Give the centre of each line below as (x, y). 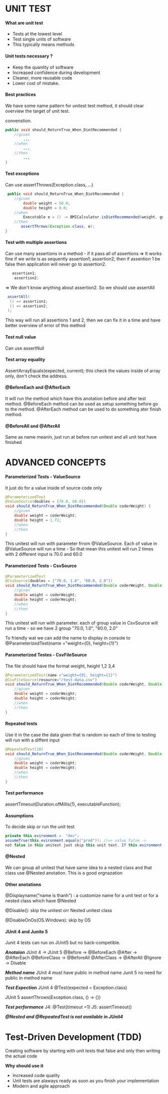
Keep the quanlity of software (43, 67)
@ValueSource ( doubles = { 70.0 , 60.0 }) (45, 501)
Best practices (20, 94)
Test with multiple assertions (36, 242)
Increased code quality (36, 1075)
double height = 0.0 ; (46, 208)
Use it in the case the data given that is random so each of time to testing (80, 734)
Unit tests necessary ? (29, 56)
